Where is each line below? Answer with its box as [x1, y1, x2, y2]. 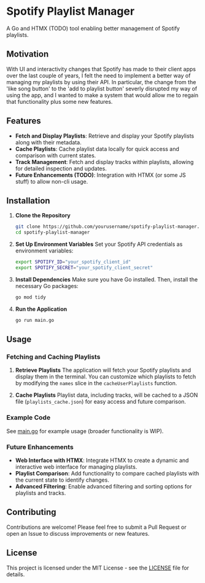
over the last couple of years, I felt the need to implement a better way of [6, 72, 191, 79]
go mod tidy [15, 294, 46, 300]
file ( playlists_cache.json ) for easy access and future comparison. [15, 398, 186, 405]
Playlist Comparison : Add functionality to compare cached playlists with [15, 469, 199, 477]
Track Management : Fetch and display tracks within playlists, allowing [15, 158, 194, 165]
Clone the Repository [15, 212, 71, 219]
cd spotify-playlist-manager [15, 229, 90, 236]
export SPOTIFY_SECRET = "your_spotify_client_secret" [15, 265, 153, 271]
